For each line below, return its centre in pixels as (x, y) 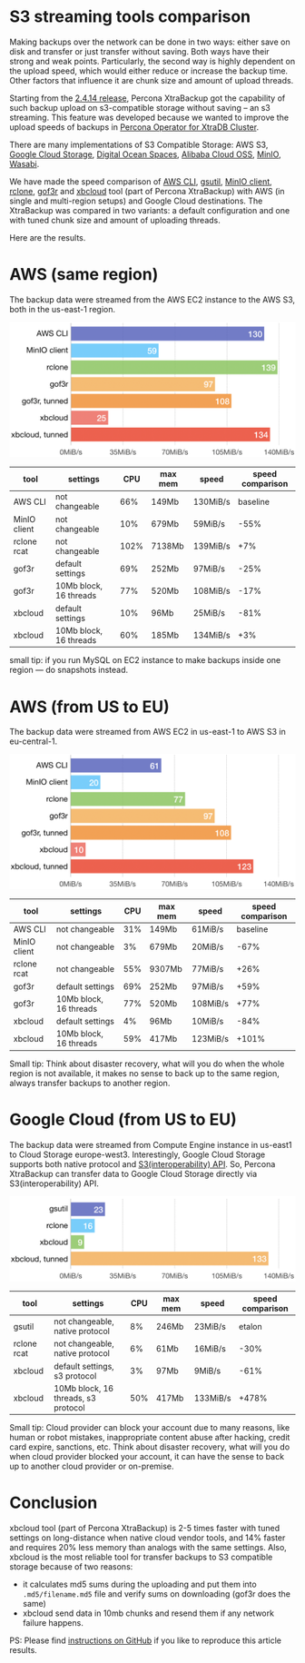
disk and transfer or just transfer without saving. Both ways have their (139, 51)
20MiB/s (208, 946)
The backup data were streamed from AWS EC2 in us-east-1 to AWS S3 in (148, 732)
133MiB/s (212, 1398)
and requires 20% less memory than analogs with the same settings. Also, (148, 1548)
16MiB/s (210, 1348)
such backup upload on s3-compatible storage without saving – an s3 (140, 107)
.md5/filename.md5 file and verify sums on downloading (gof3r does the (156, 1594)
